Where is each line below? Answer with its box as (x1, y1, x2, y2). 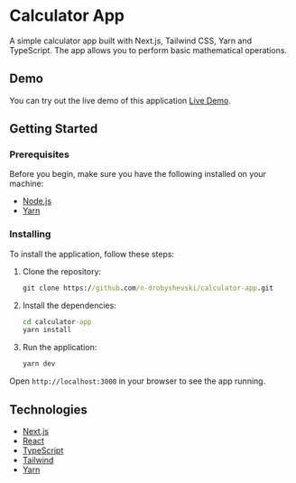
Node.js (22, 196, 52, 207)
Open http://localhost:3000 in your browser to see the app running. (9, 376, 266, 386)
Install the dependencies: (22, 300, 117, 311)
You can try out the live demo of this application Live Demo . (9, 95, 232, 106)
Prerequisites (9, 148, 69, 161)
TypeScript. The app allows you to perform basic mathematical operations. (9, 44, 287, 55)
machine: (9, 178, 44, 190)
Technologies (9, 402, 88, 417)
